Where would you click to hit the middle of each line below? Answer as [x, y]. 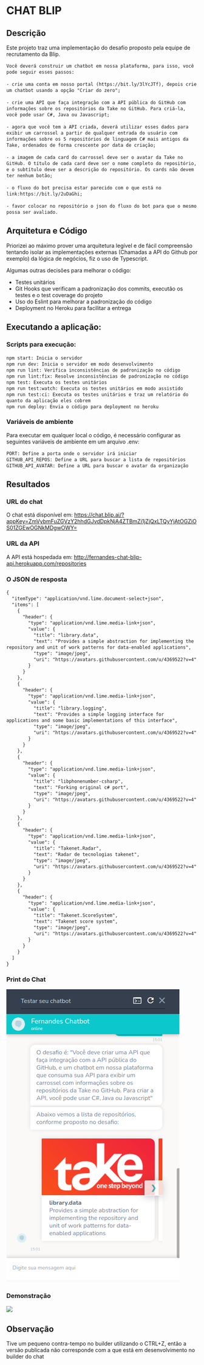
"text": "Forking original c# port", [81, 788]
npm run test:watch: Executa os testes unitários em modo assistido [95, 388]
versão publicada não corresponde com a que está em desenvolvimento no [101, 1350]
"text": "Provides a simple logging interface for [99, 714]
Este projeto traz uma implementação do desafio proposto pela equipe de [98, 48]
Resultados [28, 485]
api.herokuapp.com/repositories [46, 563]
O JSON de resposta [37, 579]
